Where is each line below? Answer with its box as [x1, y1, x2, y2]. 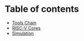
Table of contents [4, 3, 79, 15]
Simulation [11, 30, 34, 36]
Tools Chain [11, 20, 37, 26]
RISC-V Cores [11, 25, 41, 31]
